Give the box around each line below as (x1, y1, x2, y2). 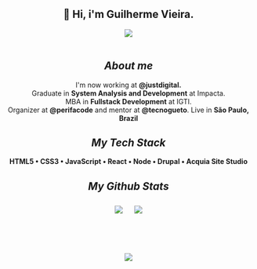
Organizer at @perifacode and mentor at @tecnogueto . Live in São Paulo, (7, 105, 250, 115)
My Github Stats (88, 180, 169, 193)
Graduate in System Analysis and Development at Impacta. (31, 88, 226, 98)
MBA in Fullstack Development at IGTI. (65, 96, 192, 106)
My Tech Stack (91, 136, 166, 150)
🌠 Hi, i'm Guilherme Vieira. (63, 8, 194, 21)
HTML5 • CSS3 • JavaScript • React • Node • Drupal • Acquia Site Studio (9, 157, 248, 166)
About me (103, 60, 154, 73)
